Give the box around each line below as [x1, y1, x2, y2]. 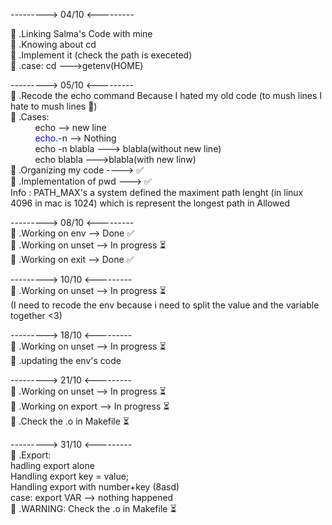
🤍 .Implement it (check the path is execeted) [10, 49, 193, 61]
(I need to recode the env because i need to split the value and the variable [10, 299, 320, 311]
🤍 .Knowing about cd [10, 39, 97, 50]
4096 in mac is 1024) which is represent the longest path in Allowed [10, 197, 291, 209]
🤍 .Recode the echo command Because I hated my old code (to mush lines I [10, 90, 323, 101]
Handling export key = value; [10, 470, 130, 482]
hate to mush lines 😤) [10, 100, 98, 112]
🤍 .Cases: [10, 111, 50, 123]
